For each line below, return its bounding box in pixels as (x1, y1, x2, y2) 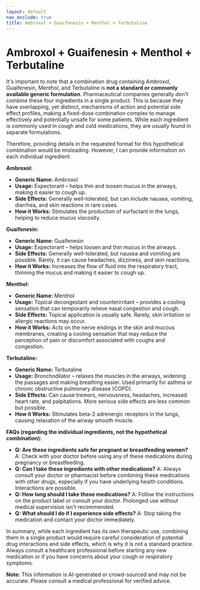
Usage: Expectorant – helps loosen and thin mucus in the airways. (14, 244, 177, 251)
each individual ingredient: (6, 153, 71, 160)
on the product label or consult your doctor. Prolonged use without (14, 497, 179, 505)
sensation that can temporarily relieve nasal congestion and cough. (14, 305, 180, 312)
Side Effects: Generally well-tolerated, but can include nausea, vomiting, (14, 195, 193, 202)
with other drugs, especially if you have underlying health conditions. (14, 478, 185, 485)
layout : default (6, 8, 46, 15)
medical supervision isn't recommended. (14, 503, 115, 511)
